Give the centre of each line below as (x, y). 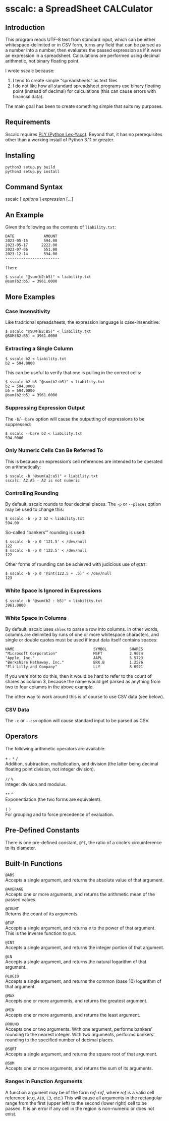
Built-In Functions (34, 864)
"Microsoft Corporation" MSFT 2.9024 (74, 654)
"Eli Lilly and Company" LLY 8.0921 (74, 667)
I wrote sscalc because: (30, 71)
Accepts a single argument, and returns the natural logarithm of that (76, 962)
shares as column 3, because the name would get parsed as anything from (83, 681)
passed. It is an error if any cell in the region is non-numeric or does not (80, 1108)
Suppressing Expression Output (45, 408)
